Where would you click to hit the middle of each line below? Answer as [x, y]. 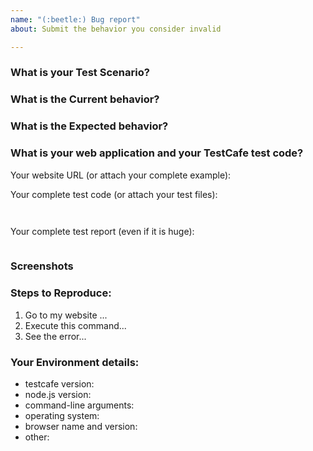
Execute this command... [75, 325]
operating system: [62, 415]
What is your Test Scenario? [80, 73]
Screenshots [42, 266]
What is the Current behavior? [85, 99]
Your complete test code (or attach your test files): [114, 194]
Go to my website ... [66, 315]
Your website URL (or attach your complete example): [121, 175]
